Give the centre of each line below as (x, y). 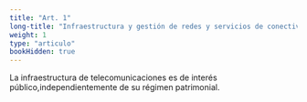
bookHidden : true (42, 52)
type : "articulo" (42, 43)
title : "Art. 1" (40, 18)
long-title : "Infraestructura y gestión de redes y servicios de (136, 26)
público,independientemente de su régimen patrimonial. (115, 87)
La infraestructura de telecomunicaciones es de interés (113, 77)
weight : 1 (28, 35)
